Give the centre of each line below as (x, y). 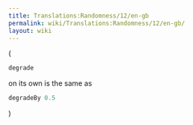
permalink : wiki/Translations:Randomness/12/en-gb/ (96, 23)
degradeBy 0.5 (32, 98)
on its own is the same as (50, 83)
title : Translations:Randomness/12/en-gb (79, 16)
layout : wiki (30, 30)
